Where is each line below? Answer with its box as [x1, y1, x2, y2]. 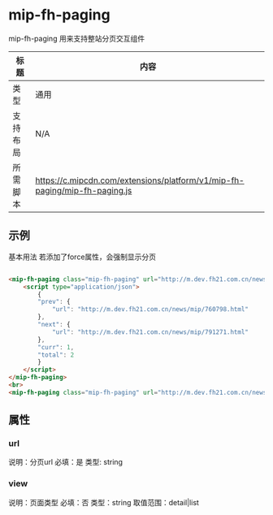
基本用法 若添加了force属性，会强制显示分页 [8, 252, 157, 262]
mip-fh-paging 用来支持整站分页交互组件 [8, 33, 145, 43]
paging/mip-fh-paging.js [35, 184, 132, 196]
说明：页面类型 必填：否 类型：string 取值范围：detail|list [8, 497, 199, 507]
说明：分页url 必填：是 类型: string [8, 457, 123, 467]
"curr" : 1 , [37, 343, 75, 351]
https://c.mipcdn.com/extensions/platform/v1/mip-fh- [35, 175, 245, 186]
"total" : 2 [37, 351, 75, 359]
